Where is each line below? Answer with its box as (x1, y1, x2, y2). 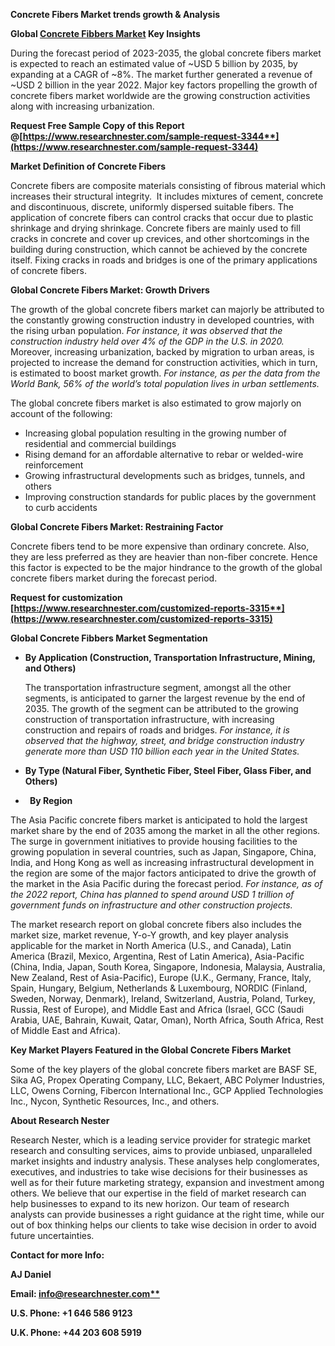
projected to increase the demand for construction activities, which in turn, (10, 357, 318, 368)
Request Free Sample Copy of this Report (10, 120, 185, 131)
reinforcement (24, 459, 84, 471)
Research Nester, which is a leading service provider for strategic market (10, 1134, 312, 1146)
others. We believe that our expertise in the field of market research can (10, 1187, 307, 1199)
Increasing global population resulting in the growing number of (24, 427, 288, 439)
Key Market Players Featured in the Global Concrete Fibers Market (10, 1044, 292, 1056)
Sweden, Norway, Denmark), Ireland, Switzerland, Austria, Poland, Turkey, (10, 993, 316, 1004)
